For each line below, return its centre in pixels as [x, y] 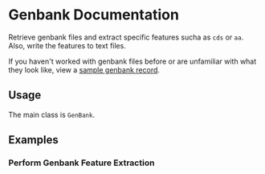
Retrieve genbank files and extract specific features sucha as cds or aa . [126, 37]
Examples [33, 140]
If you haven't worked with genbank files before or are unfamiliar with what [132, 61]
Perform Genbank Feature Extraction [82, 163]
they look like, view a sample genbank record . [84, 69]
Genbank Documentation [94, 15]
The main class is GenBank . [51, 114]
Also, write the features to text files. [67, 45]
